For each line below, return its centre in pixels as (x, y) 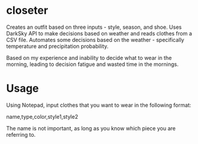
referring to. (21, 134)
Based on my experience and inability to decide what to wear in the (89, 58)
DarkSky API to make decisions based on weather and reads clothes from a (99, 33)
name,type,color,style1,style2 (42, 116)
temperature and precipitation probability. (57, 46)
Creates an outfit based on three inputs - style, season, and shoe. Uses (94, 27)
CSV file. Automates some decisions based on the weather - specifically (95, 40)
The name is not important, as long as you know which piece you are (91, 128)
